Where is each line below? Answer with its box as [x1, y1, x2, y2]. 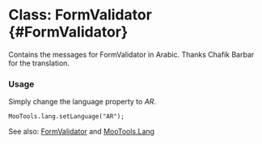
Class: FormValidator [8, 6, 152, 24]
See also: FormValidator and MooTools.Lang [8, 127, 155, 137]
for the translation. [8, 58, 70, 68]
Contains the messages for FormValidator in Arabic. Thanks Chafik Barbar [8, 49, 255, 59]
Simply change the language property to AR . [8, 97, 156, 107]
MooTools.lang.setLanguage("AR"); [8, 112, 125, 121]
